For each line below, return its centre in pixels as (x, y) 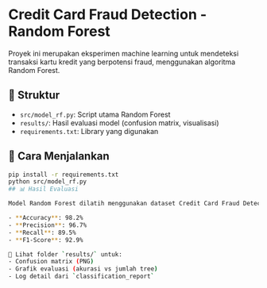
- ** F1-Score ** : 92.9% (46, 240)
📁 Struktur (34, 96)
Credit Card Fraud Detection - (108, 15)
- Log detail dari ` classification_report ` (81, 276)
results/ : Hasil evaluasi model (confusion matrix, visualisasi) (120, 123)
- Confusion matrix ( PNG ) (51, 262)
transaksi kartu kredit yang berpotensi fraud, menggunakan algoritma (122, 62)
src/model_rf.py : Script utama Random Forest (95, 114)
